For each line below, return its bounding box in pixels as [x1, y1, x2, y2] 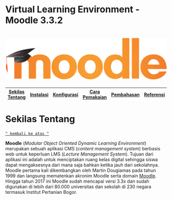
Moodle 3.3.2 [5, 14, 63, 26]
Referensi [144, 91, 165, 98]
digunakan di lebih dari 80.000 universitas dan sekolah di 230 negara [5, 183, 152, 190]
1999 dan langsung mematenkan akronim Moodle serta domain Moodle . [5, 172, 157, 179]
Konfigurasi [53, 91, 78, 98]
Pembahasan [111, 91, 140, 98]
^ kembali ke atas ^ [5, 131, 50, 136]
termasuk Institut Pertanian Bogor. [5, 189, 77, 195]
